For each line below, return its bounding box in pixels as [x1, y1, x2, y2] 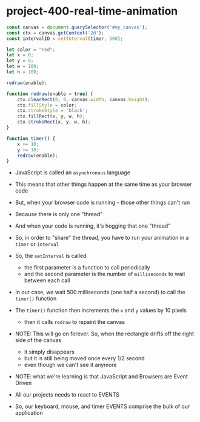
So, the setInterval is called [15, 252, 87, 260]
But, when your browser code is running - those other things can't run [15, 199, 190, 206]
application [15, 409, 44, 417]
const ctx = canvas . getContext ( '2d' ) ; [6, 30, 104, 36]
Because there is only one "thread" [15, 211, 103, 218]
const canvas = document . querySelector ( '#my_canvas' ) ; [6, 24, 148, 30]
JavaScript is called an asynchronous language [15, 169, 131, 176]
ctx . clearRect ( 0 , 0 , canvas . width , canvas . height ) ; [17, 96, 150, 102]
